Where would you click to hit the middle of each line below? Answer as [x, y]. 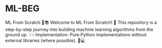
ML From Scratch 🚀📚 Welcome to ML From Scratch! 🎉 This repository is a [81, 22]
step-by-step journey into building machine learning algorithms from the [79, 29]
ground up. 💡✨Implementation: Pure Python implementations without [76, 34]
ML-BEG [22, 9]
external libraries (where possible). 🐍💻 [45, 40]
